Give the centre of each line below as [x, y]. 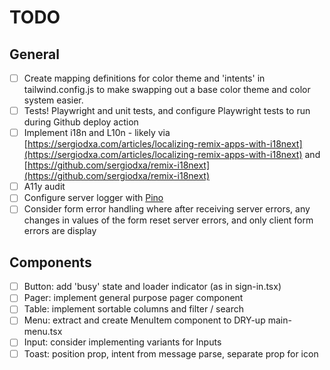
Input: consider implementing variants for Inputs [122, 342]
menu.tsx [43, 332]
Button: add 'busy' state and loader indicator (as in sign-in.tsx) [152, 287]
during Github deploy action [81, 122]
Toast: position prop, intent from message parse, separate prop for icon [171, 353]
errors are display [60, 231]
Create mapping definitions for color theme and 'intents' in [144, 78]
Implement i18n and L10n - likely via [97, 133]
